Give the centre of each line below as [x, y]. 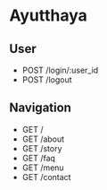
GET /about [43, 139]
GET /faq [39, 158]
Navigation [40, 108]
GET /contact [46, 177]
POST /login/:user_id [60, 70]
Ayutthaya [48, 16]
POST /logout [47, 80]
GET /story [42, 148]
